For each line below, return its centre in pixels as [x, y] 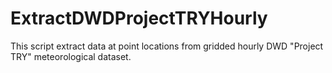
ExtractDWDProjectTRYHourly [139, 18]
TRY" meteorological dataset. [71, 56]
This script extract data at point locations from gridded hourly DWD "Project [167, 46]
